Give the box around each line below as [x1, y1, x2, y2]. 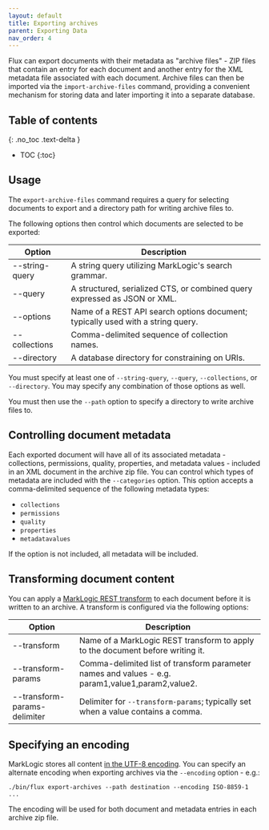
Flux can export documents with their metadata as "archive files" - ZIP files [8, 56, 256, 66]
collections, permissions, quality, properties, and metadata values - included [8, 458, 260, 468]
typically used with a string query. [70, 316, 199, 327]
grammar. [70, 269, 108, 281]
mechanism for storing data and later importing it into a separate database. [8, 90, 255, 100]
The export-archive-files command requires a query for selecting [8, 194, 230, 204]
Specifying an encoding [8, 738, 130, 751]
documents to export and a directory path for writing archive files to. [8, 203, 235, 213]
